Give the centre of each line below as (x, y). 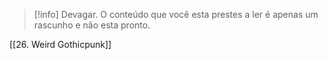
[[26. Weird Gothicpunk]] (60, 44)
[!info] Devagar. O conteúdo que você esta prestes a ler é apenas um (176, 14)
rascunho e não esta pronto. (92, 25)
